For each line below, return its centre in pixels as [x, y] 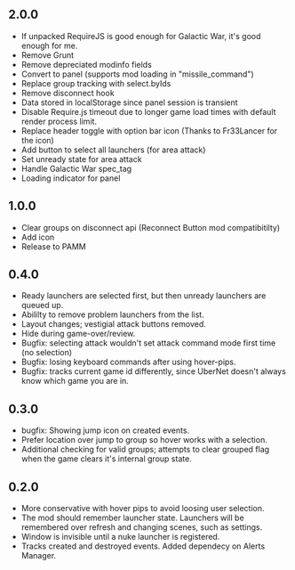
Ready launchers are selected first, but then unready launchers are [144, 296]
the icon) [37, 140]
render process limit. [59, 121]
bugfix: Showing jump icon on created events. [105, 430]
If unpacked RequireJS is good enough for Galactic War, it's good [141, 36]
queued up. [42, 305]
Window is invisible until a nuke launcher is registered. [120, 537]
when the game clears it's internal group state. [106, 459]
